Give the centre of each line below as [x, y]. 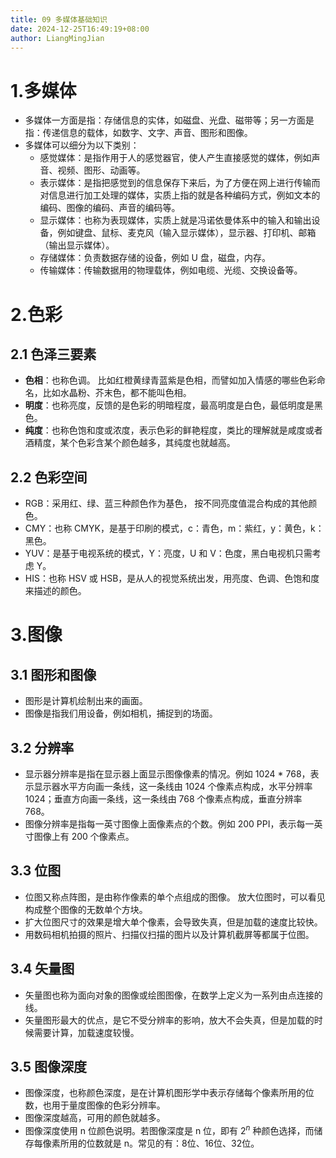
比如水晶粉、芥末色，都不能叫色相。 [117, 393]
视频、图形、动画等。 [101, 170]
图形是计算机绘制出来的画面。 [86, 701]
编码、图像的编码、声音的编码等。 [110, 208]
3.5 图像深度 [49, 1066]
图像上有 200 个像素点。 [84, 836]
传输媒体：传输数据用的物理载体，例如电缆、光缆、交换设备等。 [171, 270]
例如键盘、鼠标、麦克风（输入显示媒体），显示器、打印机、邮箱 [187, 233]
